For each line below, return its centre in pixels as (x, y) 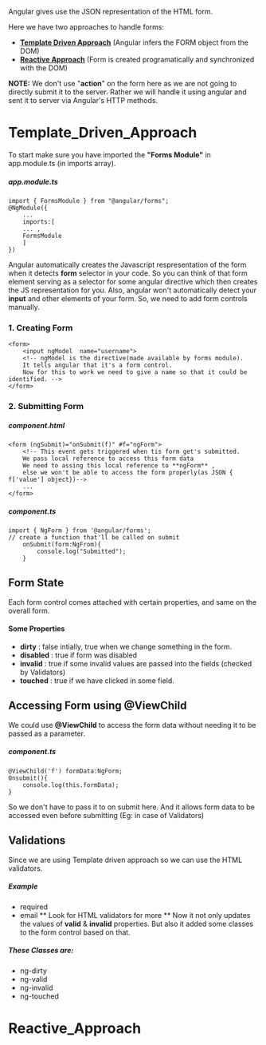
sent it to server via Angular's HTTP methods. (83, 100)
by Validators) (43, 672)
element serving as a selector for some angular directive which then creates (133, 281)
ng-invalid (36, 987)
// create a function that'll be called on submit (94, 538)
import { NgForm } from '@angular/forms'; (80, 530)
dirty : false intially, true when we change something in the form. (126, 647)
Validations (37, 841)
